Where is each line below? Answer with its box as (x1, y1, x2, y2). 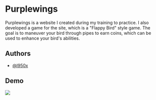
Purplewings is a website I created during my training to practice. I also (5, 20, 149, 25)
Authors (5, 50, 31, 58)
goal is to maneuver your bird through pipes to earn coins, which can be (5, 30, 152, 36)
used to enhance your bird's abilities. (5, 35, 80, 41)
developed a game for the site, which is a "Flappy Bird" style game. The (5, 25, 151, 30)
